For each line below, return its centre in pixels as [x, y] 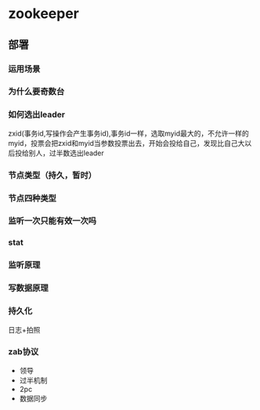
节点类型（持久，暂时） [52, 175]
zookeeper [44, 14]
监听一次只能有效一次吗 [52, 221]
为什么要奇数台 [36, 92]
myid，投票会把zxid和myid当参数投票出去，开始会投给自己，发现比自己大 [126, 143]
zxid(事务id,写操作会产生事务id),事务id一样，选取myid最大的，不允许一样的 [128, 133]
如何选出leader [36, 114]
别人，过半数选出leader [66, 153]
